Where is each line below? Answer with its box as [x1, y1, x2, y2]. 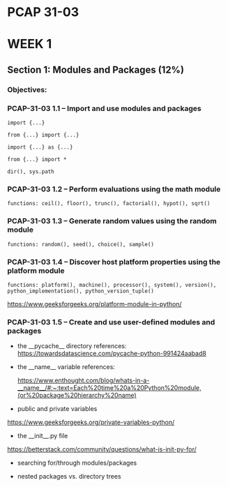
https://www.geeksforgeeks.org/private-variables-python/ [7, 418, 175, 426]
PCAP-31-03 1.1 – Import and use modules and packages [7, 103, 202, 113]
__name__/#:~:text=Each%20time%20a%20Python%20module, [17, 384, 202, 392]
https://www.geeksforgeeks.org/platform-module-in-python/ [7, 299, 183, 308]
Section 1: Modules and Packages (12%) [7, 63, 185, 75]
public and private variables [17, 405, 98, 413]
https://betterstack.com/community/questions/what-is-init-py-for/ [7, 445, 197, 454]
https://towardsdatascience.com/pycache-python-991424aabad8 [17, 350, 207, 358]
